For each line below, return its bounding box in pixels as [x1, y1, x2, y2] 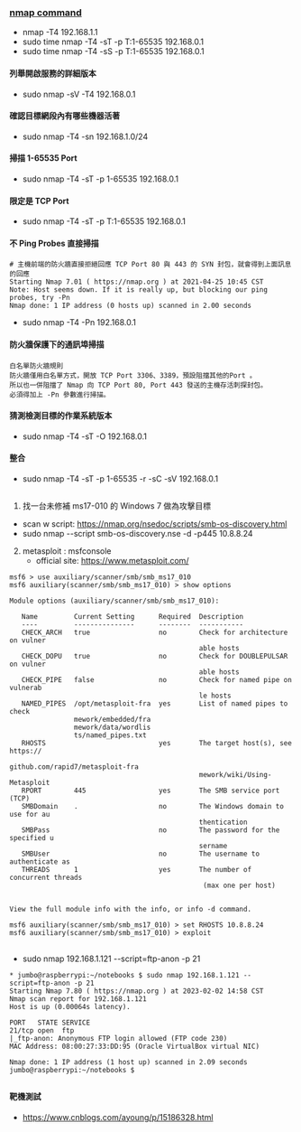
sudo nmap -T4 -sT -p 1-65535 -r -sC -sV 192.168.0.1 [22, 472, 219, 484]
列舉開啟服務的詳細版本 [9, 68, 96, 79]
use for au [9, 810, 50, 819]
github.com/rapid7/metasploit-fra [9, 762, 140, 772]
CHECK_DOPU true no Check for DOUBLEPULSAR [21, 652, 288, 661]
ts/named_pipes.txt [73, 731, 147, 740]
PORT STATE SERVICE [9, 1018, 91, 1027]
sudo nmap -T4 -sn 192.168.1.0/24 [22, 131, 149, 142]
